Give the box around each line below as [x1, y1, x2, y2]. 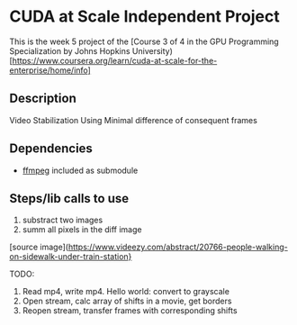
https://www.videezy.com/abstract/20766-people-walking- [67, 241, 288, 253]
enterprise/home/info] [9, 65, 92, 76]
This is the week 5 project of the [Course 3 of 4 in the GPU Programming [9, 36, 279, 47]
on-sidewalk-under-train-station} [9, 251, 132, 262]
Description [9, 91, 76, 106]
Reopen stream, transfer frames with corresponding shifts [22, 305, 238, 316]
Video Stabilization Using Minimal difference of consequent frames [9, 114, 258, 125]
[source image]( [9, 241, 69, 253]
